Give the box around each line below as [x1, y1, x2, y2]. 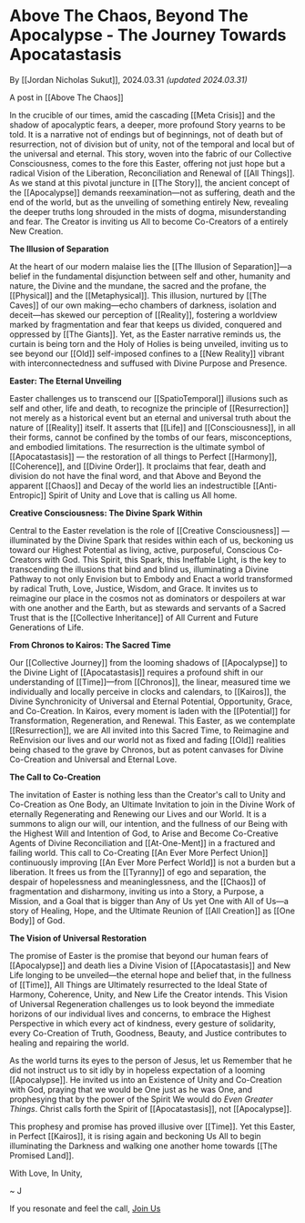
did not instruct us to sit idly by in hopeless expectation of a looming [9, 1065, 266, 1075]
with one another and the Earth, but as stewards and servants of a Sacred [9, 602, 287, 613]
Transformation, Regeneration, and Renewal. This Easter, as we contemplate [9, 715, 296, 726]
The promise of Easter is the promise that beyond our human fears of [9, 950, 269, 961]
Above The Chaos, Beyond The [9, 5, 249, 26]
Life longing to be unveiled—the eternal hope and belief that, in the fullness [9, 969, 291, 980]
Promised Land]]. [9, 1149, 75, 1161]
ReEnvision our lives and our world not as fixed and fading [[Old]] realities [9, 734, 287, 745]
